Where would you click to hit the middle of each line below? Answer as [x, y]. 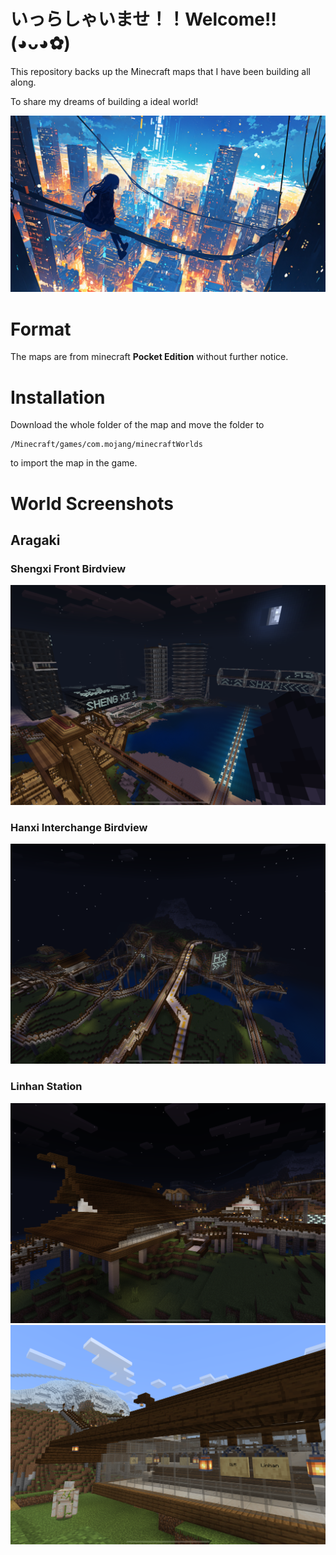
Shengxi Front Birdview [68, 568]
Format [41, 329]
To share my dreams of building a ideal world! [104, 101]
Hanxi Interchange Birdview [79, 828]
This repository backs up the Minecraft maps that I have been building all [160, 71]
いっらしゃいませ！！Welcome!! [143, 19]
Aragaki [35, 540]
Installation [58, 397]
